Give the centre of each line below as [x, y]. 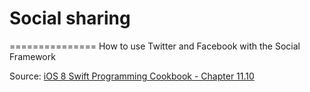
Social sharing [70, 18]
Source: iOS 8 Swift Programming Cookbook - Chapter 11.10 [132, 76]
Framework [32, 56]
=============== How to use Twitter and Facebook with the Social [155, 46]
